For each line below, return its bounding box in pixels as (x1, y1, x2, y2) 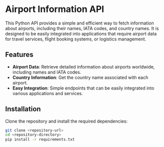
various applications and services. (12, 90, 83, 96)
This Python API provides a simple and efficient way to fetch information (5, 20, 154, 26)
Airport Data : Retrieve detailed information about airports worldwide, (12, 63, 155, 69)
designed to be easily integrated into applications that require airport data (5, 30, 157, 36)
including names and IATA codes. (12, 69, 81, 75)
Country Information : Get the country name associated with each (12, 74, 148, 80)
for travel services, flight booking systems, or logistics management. (5, 36, 146, 42)
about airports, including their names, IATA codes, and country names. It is (5, 25, 159, 31)
